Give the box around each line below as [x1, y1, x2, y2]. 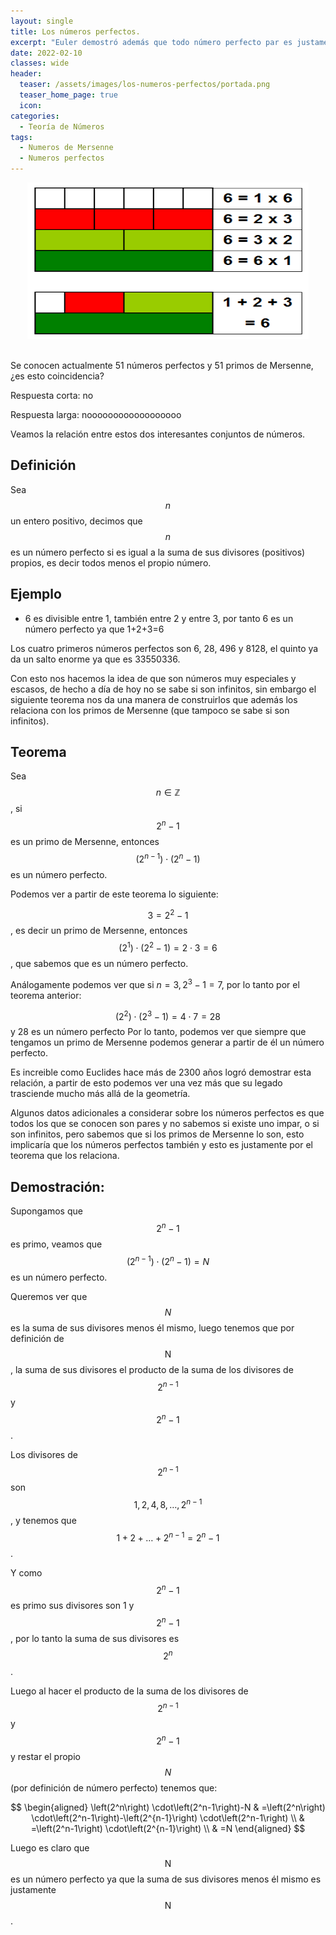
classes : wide [10, 58, 70, 69]
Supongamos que [10, 1205, 83, 1217]
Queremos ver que [10, 1290, 88, 1302]
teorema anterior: [10, 989, 82, 1001]
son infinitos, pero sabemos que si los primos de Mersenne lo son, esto [10, 1128, 305, 1140]
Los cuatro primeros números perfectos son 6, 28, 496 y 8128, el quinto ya [10, 642, 319, 654]
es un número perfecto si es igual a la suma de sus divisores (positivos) [10, 546, 306, 558]
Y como [10, 1566, 43, 1579]
